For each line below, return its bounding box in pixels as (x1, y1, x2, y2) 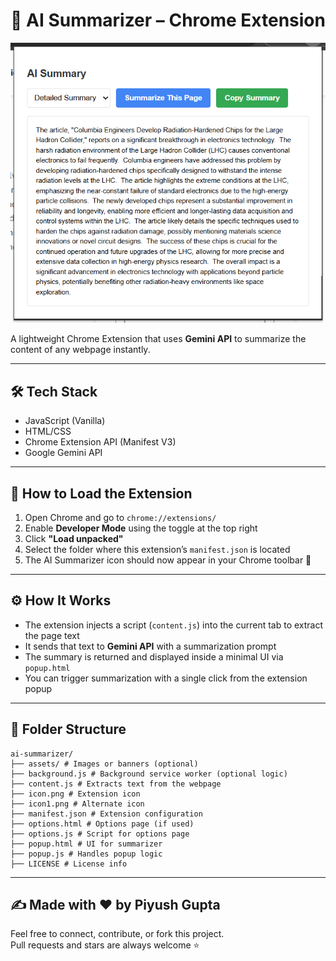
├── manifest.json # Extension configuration (10, 809, 203, 819)
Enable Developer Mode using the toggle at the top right (24, 522, 258, 534)
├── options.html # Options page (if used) (10, 819, 195, 829)
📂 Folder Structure (10, 721, 127, 738)
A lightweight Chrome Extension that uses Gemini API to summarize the (10, 333, 307, 345)
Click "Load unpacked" (24, 533, 124, 545)
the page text (24, 629, 80, 641)
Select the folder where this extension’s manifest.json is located (24, 544, 291, 556)
